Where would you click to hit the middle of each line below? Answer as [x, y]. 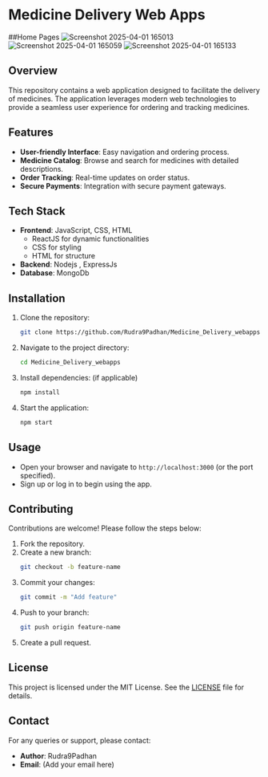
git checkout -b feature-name [70, 567]
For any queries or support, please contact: [80, 740]
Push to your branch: [54, 612]
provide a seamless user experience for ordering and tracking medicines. [129, 107]
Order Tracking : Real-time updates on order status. [105, 177]
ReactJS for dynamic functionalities [90, 239]
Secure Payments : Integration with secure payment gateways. [123, 185]
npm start [36, 422]
